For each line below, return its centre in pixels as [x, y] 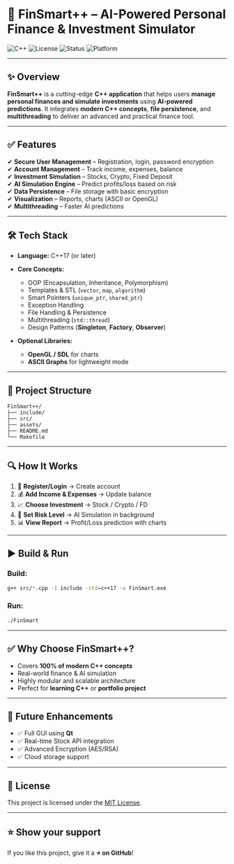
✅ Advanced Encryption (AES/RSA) [68, 749]
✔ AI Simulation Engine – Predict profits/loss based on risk [92, 184]
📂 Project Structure [49, 390]
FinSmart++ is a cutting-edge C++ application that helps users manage [111, 94]
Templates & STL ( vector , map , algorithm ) [87, 290]
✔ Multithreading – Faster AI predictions [65, 206]
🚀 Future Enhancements [60, 716]
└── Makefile [26, 437]
